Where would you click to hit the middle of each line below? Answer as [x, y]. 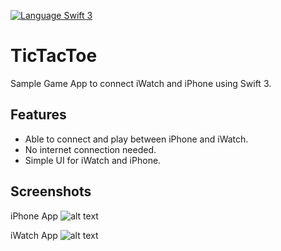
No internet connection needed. [90, 149]
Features [38, 115]
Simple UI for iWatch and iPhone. [93, 160]
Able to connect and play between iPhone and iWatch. [136, 139]
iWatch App [34, 235]
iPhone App [34, 216]
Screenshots [51, 191]
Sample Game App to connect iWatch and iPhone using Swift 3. [141, 83]
